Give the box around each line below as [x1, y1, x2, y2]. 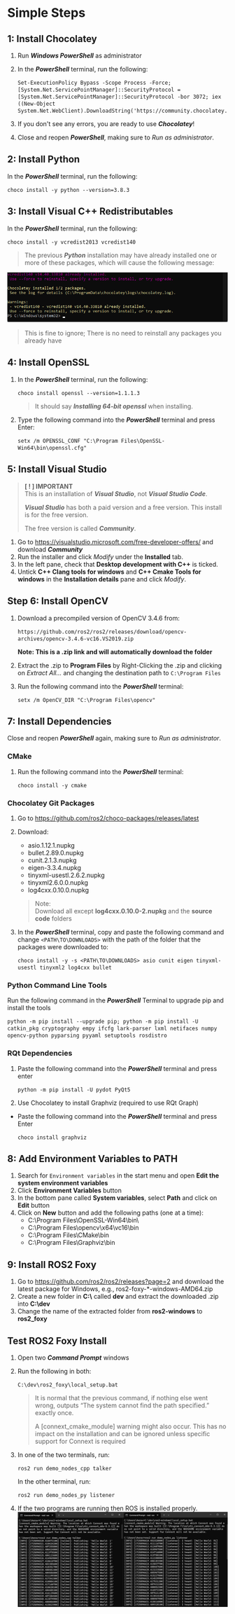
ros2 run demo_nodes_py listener [17, 1491, 115, 1498]
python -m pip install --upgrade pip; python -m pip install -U [7, 1018, 199, 1026]
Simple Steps [7, 5, 86, 21]
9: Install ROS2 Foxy [7, 1259, 97, 1271]
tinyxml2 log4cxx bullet [39, 964, 112, 971]
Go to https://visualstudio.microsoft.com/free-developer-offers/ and [17, 537, 213, 546]
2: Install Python [7, 153, 80, 165]
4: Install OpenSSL [7, 357, 90, 368]
